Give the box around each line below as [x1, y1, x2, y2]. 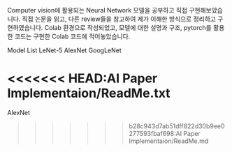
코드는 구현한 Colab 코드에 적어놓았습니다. [14, 32, 131, 40]
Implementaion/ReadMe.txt [7, 86, 171, 101]
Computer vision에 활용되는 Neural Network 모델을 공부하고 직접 [7, 6, 187, 14]
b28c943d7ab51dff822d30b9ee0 [129, 121, 225, 130]
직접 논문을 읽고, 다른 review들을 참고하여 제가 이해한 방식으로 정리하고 [22, 15, 217, 23]
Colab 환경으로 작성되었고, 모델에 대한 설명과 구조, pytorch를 [44, 24, 212, 31]
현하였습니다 [7, 24, 42, 31]
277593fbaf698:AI [129, 129, 182, 137]
